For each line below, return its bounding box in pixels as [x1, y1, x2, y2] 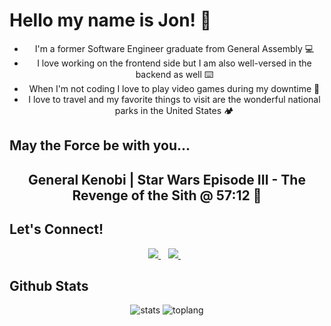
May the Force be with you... [9, 137, 191, 154]
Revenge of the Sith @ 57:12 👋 [72, 187, 262, 204]
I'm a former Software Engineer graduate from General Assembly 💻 [34, 42, 315, 54]
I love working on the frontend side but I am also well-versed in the [37, 57, 312, 69]
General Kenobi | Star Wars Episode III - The [28, 171, 306, 188]
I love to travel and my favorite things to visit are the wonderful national [28, 93, 321, 105]
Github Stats [9, 277, 89, 294]
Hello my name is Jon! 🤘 [9, 9, 212, 32]
